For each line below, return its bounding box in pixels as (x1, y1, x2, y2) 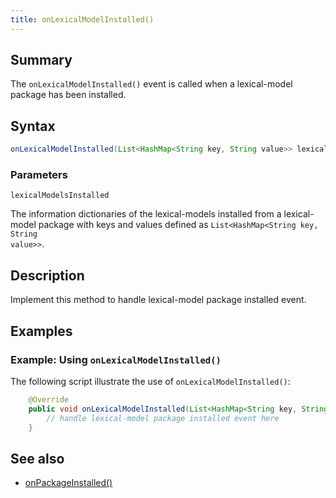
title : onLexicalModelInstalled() (10, 14, 155, 25)
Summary (10, 52, 73, 69)
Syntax (10, 117, 56, 135)
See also (10, 450, 65, 467)
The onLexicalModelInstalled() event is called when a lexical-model (10, 78, 293, 90)
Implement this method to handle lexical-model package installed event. (10, 294, 307, 306)
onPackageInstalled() (24, 477, 113, 489)
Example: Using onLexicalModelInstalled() (10, 352, 222, 366)
